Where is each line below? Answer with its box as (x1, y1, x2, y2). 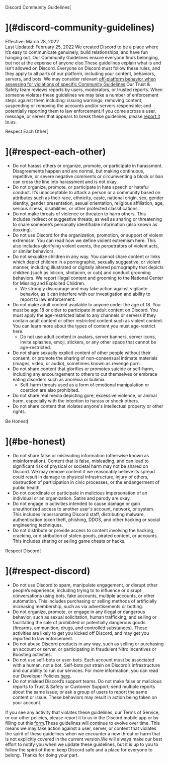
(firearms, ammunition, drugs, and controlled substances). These (12, 625, 147, 631)
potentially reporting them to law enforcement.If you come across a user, (5, 108, 156, 114)
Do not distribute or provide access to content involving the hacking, (12, 527, 155, 533)
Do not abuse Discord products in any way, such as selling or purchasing (12, 641, 164, 647)
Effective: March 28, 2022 (5, 38, 59, 44)
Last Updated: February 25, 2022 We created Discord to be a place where (5, 44, 158, 50)
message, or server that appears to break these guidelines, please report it (5, 113, 160, 119)
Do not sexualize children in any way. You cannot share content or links (12, 253, 160, 260)
